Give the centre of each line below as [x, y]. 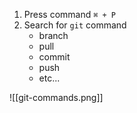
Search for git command [75, 25]
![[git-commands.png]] [56, 97]
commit [54, 57]
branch [53, 35]
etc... [49, 78]
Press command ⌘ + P [70, 14]
